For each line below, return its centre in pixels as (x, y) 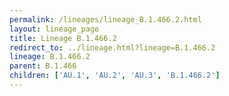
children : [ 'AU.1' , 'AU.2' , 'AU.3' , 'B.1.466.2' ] (115, 76)
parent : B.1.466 (43, 66)
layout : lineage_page (54, 29)
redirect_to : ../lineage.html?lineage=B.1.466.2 (112, 47)
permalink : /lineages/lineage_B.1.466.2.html (105, 19)
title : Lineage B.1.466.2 (63, 38)
